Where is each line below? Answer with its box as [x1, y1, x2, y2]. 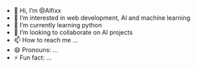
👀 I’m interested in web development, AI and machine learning [13, 14, 191, 22]
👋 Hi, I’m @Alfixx [13, 7, 62, 14]
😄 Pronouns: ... [13, 46, 59, 54]
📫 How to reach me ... [13, 36, 78, 44]
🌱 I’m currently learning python [13, 21, 102, 29]
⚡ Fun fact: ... [13, 53, 52, 62]
